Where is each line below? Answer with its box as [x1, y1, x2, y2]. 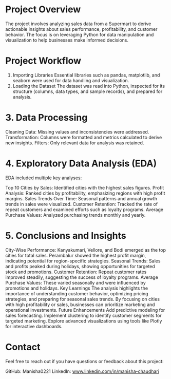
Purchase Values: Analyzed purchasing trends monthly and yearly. [5, 212, 146, 218]
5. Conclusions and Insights [5, 230, 127, 241]
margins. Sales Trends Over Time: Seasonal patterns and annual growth [5, 195, 158, 201]
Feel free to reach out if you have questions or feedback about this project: [5, 358, 164, 364]
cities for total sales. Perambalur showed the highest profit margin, [5, 252, 146, 258]
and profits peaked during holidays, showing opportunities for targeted [5, 263, 155, 269]
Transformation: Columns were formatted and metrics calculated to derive [5, 134, 162, 140]
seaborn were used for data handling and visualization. [12, 77, 129, 83]
